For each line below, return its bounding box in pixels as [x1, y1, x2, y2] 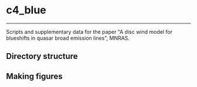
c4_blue [6, 4, 47, 17]
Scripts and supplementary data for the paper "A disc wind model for [6, 28, 173, 35]
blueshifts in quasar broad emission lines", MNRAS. [6, 34, 130, 41]
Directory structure [6, 51, 78, 61]
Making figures [6, 71, 63, 81]
